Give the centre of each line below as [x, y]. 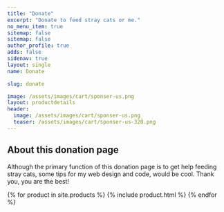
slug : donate [26, 84]
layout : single [29, 65]
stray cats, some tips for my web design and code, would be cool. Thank [111, 174]
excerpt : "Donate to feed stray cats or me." [74, 20]
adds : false [24, 52]
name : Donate [26, 71]
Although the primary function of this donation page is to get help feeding [112, 166]
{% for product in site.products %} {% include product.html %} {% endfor [112, 195]
